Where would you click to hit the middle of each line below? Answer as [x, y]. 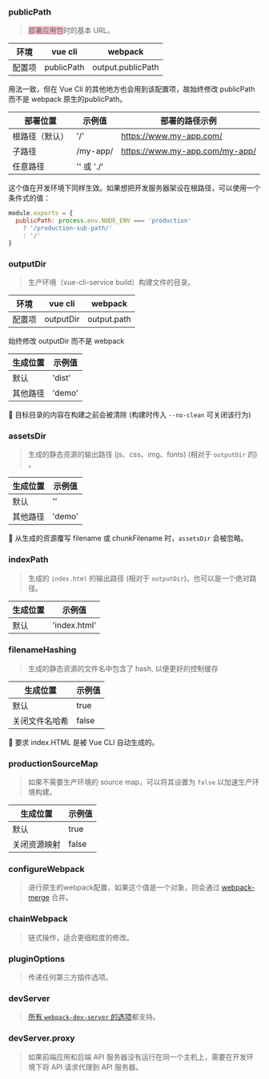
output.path [109, 319]
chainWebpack [38, 919]
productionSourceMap [53, 763]
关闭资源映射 [37, 845]
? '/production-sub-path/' [68, 228]
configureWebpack [46, 869]
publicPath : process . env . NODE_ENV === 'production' [104, 221]
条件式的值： [29, 198]
